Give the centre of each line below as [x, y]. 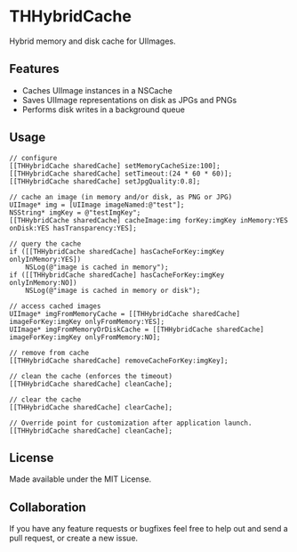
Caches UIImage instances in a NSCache [97, 90]
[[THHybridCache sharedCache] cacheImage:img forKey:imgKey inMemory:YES [149, 220]
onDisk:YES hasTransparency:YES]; [73, 228]
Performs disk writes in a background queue [103, 110]
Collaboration [48, 507]
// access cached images [55, 306]
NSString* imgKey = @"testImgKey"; [75, 212]
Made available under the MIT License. [80, 479]
